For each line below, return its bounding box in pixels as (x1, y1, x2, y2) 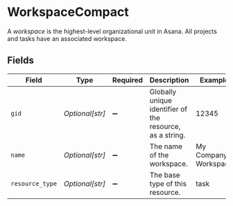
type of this (149, 178, 187, 188)
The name (149, 141, 182, 151)
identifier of (149, 104, 188, 114)
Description (149, 75, 189, 85)
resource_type (10, 180, 58, 187)
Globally (149, 87, 177, 96)
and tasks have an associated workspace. (7, 34, 127, 42)
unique (149, 95, 172, 105)
